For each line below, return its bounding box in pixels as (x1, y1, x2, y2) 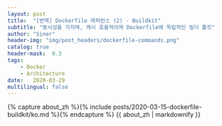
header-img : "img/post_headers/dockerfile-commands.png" (7, 37, 180, 44)
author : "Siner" (7, 30, 55, 38)
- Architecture (20, 70, 65, 77)
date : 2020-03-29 (7, 76, 65, 84)
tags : (7, 57, 23, 64)
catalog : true (7, 43, 50, 51)
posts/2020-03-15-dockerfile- (112, 103, 202, 111)
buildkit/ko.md (7, 110, 50, 119)
